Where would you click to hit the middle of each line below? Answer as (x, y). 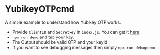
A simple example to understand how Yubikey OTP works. (63, 22)
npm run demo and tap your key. (43, 37)
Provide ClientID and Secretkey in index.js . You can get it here (76, 32)
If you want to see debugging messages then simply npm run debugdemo (84, 47)
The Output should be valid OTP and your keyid (60, 42)
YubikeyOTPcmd (40, 9)
